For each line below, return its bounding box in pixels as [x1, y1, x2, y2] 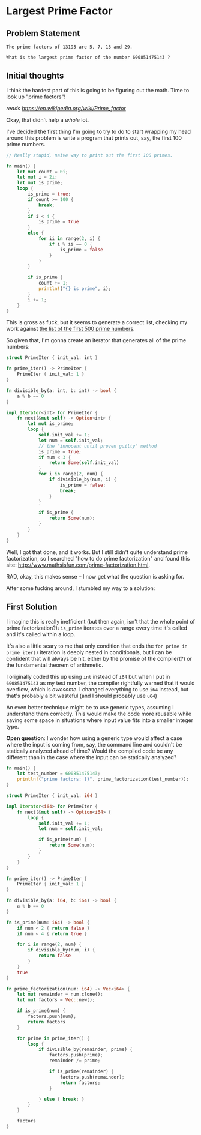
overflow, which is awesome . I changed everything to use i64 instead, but [6, 685, 189, 693]
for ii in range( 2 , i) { [38, 236, 101, 242]
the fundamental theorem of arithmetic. [6, 661, 103, 669]
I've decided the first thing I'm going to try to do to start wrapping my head [6, 128, 191, 135]
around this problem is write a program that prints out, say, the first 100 [6, 134, 182, 142]
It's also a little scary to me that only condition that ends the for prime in [6, 642, 188, 649]
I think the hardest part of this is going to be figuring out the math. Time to [6, 86, 190, 94]
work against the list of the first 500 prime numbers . [6, 325, 135, 333]
